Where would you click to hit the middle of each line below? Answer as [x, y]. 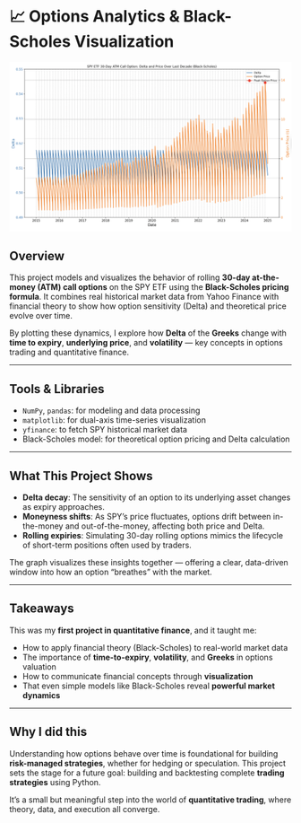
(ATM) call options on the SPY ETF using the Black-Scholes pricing [163, 287]
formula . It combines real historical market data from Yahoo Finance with [144, 297]
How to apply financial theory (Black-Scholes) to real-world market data [155, 647]
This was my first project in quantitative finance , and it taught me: [133, 630]
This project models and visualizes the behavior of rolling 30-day [130, 277]
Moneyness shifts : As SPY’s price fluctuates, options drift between [146, 517]
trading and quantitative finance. [69, 352]
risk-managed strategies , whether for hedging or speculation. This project [148, 763]
